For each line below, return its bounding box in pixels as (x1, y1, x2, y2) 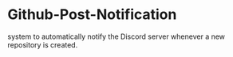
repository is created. (7, 40, 78, 49)
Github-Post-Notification (7, 6, 177, 24)
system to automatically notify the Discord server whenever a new (7, 32, 225, 41)
